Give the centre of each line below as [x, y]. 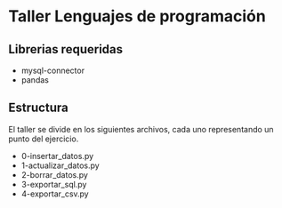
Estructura [38, 108]
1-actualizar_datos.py [60, 165]
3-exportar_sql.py [54, 184]
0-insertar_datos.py [57, 156]
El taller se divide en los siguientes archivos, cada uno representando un [141, 129]
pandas [35, 80]
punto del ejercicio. [44, 139]
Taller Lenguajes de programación [137, 16]
